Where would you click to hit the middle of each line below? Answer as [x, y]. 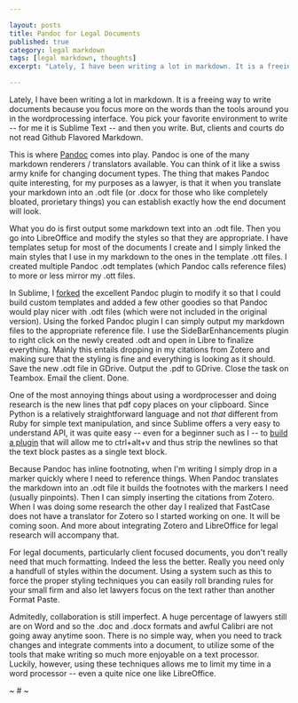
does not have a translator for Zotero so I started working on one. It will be [145, 516]
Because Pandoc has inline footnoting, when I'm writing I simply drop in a [143, 469]
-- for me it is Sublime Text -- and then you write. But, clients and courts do [147, 128]
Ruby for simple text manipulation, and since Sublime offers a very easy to [145, 423]
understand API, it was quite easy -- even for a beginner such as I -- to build [149, 433]
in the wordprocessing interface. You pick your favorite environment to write [149, 118]
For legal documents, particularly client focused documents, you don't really [149, 552]
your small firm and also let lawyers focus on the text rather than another [142, 590]
